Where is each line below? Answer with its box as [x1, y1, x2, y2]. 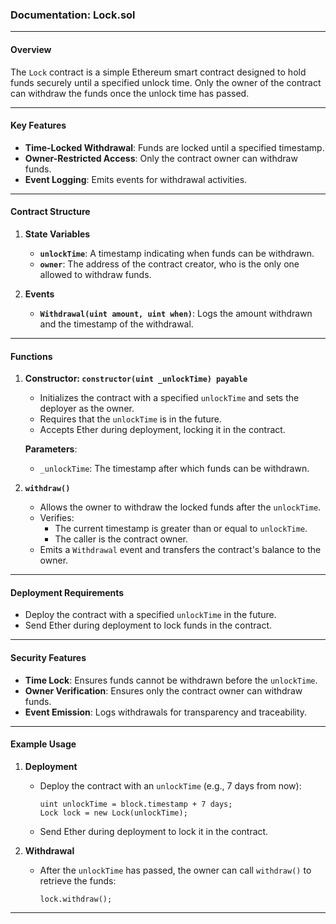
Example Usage [10, 738, 77, 750]
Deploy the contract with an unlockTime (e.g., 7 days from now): [39, 779, 302, 792]
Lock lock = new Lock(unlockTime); [39, 808, 188, 818]
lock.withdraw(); [39, 894, 113, 904]
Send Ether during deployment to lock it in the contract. [39, 825, 269, 837]
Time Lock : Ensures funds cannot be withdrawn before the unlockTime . [24, 674, 318, 686]
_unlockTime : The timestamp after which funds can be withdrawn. [39, 463, 310, 475]
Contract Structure [10, 206, 91, 218]
